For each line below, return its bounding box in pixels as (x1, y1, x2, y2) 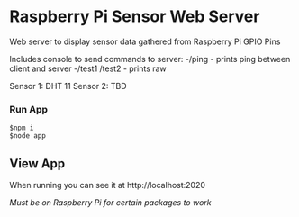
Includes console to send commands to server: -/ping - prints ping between (9, 53, 291, 64)
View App (9, 156, 66, 171)
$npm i (9, 123, 34, 132)
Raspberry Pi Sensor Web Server (9, 6, 260, 27)
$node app (9, 131, 47, 140)
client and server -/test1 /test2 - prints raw (9, 63, 167, 74)
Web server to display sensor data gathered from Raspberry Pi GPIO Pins (9, 36, 281, 47)
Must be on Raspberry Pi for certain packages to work (9, 197, 212, 208)
